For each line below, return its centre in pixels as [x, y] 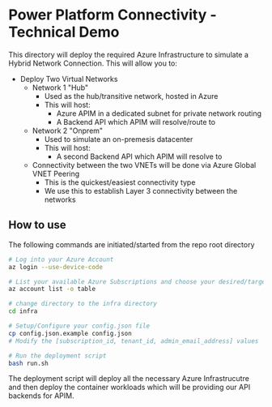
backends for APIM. [41, 396]
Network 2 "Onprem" [68, 131]
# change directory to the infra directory [83, 304]
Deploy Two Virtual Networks [69, 79]
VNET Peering [56, 174]
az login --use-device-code [56, 267]
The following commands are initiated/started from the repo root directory [132, 244]
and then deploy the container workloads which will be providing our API [130, 388]
